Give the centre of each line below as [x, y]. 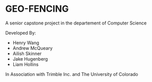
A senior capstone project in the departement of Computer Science [76, 23]
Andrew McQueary [32, 48]
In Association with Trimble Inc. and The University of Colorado [72, 74]
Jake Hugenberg [30, 59]
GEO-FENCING [37, 9]
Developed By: [21, 33]
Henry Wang [26, 43]
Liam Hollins [26, 64]
